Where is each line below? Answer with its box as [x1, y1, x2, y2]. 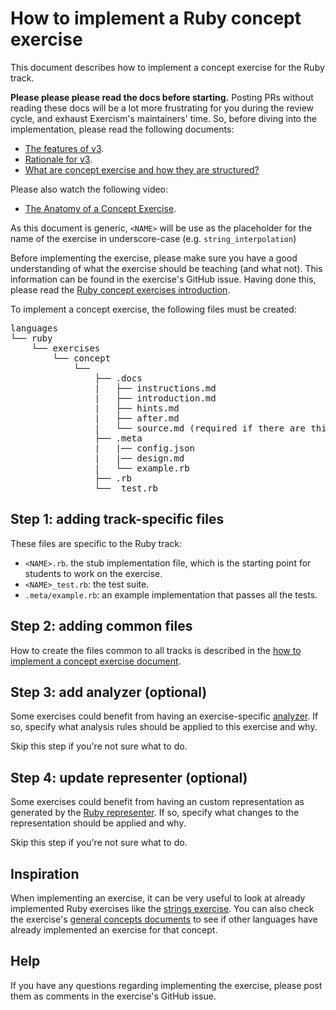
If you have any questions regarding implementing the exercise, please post [10, 979, 323, 991]
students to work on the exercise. [24, 567, 163, 579]
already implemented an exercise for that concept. [10, 924, 218, 936]
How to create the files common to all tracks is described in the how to [10, 644, 302, 656]
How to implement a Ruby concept [10, 7, 302, 30]
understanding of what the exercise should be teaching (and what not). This [10, 262, 323, 274]
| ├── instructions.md [94, 382, 217, 394]
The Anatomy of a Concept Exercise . [24, 202, 177, 214]
